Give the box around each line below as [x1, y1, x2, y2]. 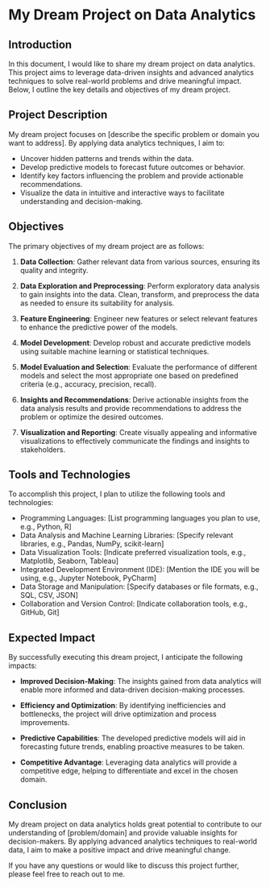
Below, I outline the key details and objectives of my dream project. [8, 85, 231, 94]
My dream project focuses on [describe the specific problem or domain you [8, 129, 260, 139]
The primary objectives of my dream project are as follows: [8, 241, 205, 251]
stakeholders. [19, 445, 66, 454]
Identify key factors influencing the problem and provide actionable [19, 171, 244, 180]
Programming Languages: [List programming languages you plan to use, [19, 513, 260, 523]
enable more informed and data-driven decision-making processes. [19, 685, 246, 694]
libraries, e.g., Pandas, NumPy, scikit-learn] [19, 539, 164, 549]
